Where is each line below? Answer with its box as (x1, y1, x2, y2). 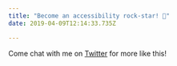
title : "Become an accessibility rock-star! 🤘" (8, 11, 171, 20)
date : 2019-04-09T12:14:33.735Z (8, 19, 116, 27)
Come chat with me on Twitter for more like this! (8, 48, 167, 58)
